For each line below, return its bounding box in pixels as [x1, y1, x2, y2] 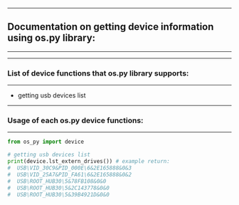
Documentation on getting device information [7, 21, 214, 33]
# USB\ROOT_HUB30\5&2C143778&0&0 [7, 184, 110, 191]
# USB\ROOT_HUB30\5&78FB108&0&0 [7, 177, 107, 185]
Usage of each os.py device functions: [7, 115, 144, 125]
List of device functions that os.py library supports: [7, 68, 189, 78]
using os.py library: [7, 32, 96, 44]
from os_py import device [7, 138, 84, 146]
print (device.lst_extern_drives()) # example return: [7, 158, 171, 165]
